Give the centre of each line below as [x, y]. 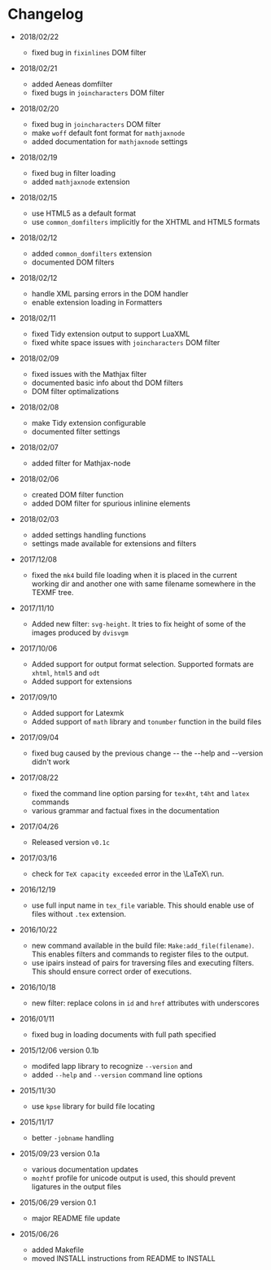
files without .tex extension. [79, 913]
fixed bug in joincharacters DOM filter [96, 124]
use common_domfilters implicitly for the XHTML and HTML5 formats [146, 221]
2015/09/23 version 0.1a [60, 1154]
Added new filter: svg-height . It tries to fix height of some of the [138, 624]
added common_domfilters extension [92, 253]
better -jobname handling [73, 1137]
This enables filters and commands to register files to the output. [140, 954]
